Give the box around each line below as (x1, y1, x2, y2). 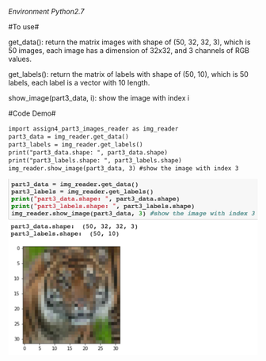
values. (8, 55, 32, 63)
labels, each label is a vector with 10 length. (8, 78, 150, 87)
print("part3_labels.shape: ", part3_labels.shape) (8, 157, 182, 165)
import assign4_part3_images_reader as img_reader (8, 125, 179, 133)
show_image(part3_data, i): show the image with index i (8, 93, 190, 102)
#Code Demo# (8, 108, 56, 118)
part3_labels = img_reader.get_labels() (8, 141, 144, 149)
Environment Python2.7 (8, 7, 85, 16)
